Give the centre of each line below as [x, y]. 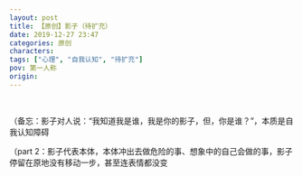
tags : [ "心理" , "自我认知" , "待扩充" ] [76, 60]
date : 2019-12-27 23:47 [54, 34]
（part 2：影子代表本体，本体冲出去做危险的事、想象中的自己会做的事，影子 [151, 151]
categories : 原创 [41, 43]
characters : [32, 51]
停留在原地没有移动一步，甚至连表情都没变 [89, 162]
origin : [24, 77]
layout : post [34, 18]
